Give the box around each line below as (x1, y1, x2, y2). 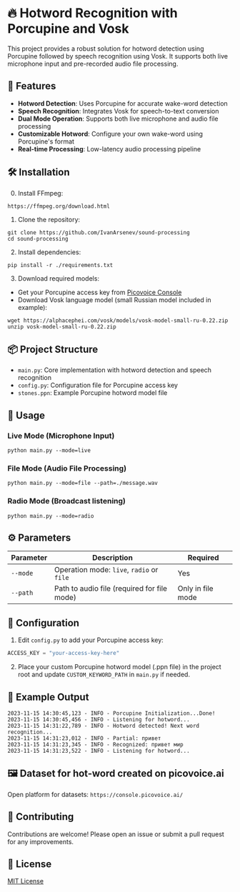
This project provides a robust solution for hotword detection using (7, 44, 204, 53)
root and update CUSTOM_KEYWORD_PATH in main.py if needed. (17, 670, 191, 679)
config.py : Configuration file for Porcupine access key (17, 381, 179, 390)
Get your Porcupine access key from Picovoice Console (17, 288, 182, 296)
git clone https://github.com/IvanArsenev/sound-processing (7, 229, 191, 236)
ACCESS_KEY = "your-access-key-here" (7, 650, 120, 657)
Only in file (177, 583, 214, 593)
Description (91, 553, 134, 563)
